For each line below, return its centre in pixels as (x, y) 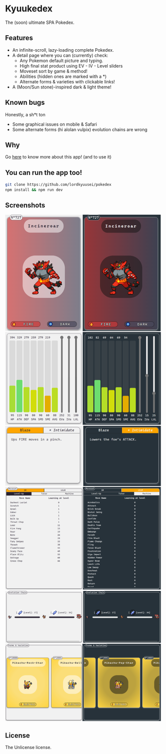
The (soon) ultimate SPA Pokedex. (40, 22)
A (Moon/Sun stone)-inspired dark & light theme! (62, 87)
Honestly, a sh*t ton (25, 114)
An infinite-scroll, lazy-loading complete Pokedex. (63, 50)
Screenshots (25, 205)
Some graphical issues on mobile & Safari (55, 124)
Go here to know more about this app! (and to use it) (58, 157)
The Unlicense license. (28, 748)
